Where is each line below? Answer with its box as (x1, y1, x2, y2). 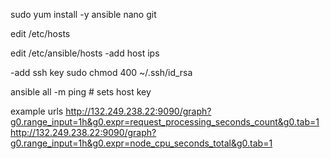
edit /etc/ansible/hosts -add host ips (10, 47, 160, 59)
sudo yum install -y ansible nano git (10, 9, 157, 20)
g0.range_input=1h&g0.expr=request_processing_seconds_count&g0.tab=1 (10, 116, 320, 128)
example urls (10, 105, 64, 117)
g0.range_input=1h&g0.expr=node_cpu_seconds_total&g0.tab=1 (10, 137, 273, 149)
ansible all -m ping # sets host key (10, 86, 152, 98)
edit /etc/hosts (10, 28, 71, 39)
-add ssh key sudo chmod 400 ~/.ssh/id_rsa (10, 67, 193, 78)
